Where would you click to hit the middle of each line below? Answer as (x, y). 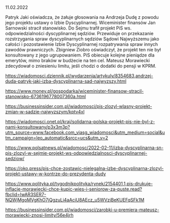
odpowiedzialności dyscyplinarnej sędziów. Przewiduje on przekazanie (79, 33)
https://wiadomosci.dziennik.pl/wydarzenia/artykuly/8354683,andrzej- (79, 76)
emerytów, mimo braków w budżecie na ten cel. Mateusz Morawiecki (78, 60)
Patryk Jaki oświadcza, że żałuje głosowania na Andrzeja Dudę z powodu (82, 17)
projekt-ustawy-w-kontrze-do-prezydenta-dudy (56, 174)
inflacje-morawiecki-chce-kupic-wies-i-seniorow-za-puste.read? (74, 189)
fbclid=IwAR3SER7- (26, 194)
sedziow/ (15, 158)
